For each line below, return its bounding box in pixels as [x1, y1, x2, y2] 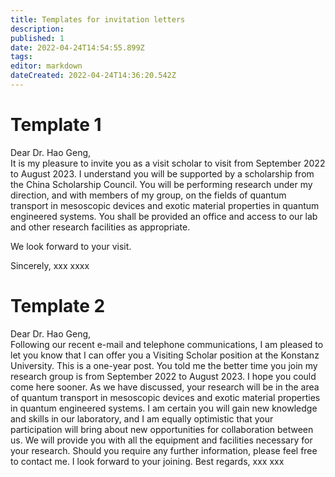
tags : [10, 52, 33, 62]
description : [10, 24, 65, 34]
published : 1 [10, 33, 65, 43]
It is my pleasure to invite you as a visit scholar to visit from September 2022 [10, 157, 326, 169]
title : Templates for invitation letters [10, 14, 186, 25]
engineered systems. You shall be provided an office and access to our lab [10, 210, 318, 222]
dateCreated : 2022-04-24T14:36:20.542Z [10, 71, 177, 81]
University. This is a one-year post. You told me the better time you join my [10, 359, 318, 371]
